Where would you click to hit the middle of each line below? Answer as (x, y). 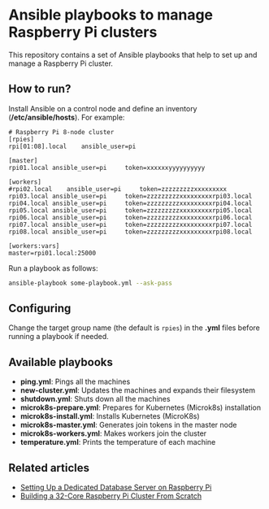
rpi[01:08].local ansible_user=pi (72, 146)
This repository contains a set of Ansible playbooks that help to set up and (133, 54)
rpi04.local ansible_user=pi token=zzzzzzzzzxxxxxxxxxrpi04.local (130, 203)
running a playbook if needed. (59, 337)
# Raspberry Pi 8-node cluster (61, 132)
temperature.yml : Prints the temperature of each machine (118, 442)
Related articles (49, 468)
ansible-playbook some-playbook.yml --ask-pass (91, 283)
